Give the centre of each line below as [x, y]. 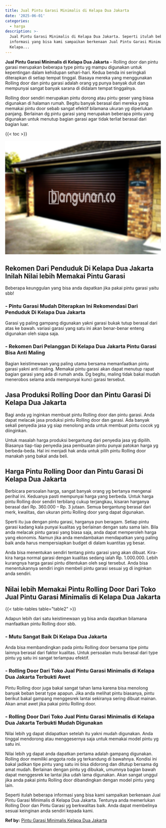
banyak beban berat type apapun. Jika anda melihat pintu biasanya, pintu [80, 693]
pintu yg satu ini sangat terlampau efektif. [47, 658]
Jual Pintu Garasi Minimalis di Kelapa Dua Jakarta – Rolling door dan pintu [82, 62]
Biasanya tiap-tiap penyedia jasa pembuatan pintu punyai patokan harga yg [82, 445]
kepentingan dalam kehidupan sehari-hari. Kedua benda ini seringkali [76, 72]
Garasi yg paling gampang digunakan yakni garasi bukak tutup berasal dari [81, 323]
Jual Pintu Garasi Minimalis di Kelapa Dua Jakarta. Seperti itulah [82, 37]
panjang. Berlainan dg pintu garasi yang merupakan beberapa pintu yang [80, 114]
